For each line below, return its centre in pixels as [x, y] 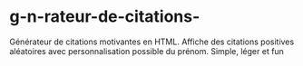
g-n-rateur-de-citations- [105, 17]
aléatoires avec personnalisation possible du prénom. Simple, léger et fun [147, 51]
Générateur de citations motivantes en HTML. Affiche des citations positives [152, 42]
